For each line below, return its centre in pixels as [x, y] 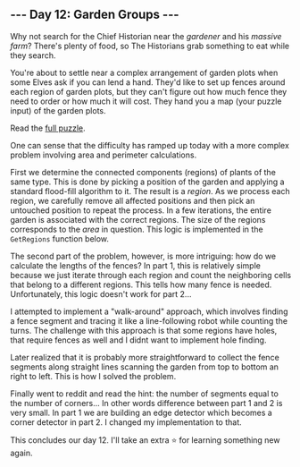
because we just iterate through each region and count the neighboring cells [151, 275]
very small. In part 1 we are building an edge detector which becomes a [142, 412]
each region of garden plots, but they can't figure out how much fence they [149, 91]
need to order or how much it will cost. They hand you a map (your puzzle [146, 101]
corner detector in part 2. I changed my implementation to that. [126, 422]
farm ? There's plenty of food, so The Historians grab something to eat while [150, 46]
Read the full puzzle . [48, 128]
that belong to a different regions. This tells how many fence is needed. [141, 284]
